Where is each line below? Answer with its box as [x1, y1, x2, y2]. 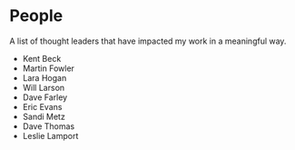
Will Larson [22, 82, 65, 93]
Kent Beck [22, 53, 62, 64]
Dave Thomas [22, 120, 75, 132]
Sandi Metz [22, 111, 65, 122]
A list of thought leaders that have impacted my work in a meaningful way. [9, 35, 287, 46]
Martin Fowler [22, 63, 75, 74]
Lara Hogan [22, 72, 67, 83]
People [9, 5, 64, 26]
